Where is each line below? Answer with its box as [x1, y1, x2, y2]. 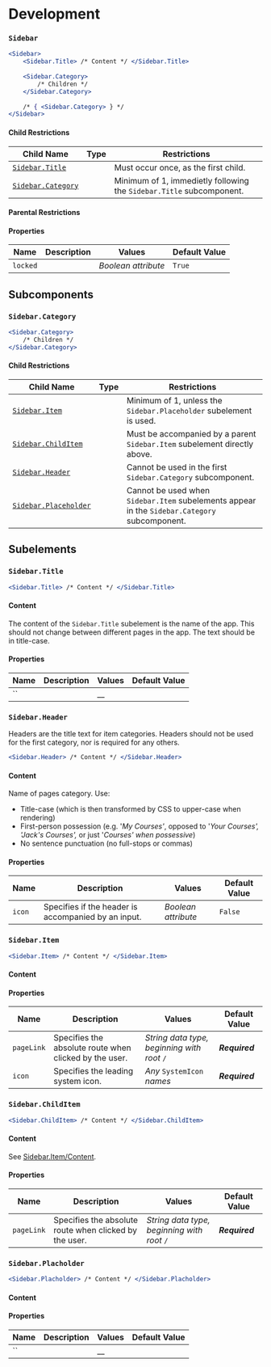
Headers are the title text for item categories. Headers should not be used [8, 729, 254, 739]
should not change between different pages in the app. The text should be [8, 627, 256, 637]
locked [12, 261, 38, 271]
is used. [126, 415, 156, 426]
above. [126, 448, 152, 459]
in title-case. [8, 635, 50, 645]
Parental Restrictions [8, 208, 81, 217]
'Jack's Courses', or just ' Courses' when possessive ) [19, 830, 196, 840]
